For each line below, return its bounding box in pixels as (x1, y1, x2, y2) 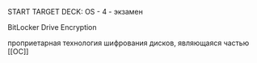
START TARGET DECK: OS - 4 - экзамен (7, 7, 143, 16)
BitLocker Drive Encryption (7, 23, 98, 31)
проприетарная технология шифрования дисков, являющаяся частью (7, 38, 250, 48)
